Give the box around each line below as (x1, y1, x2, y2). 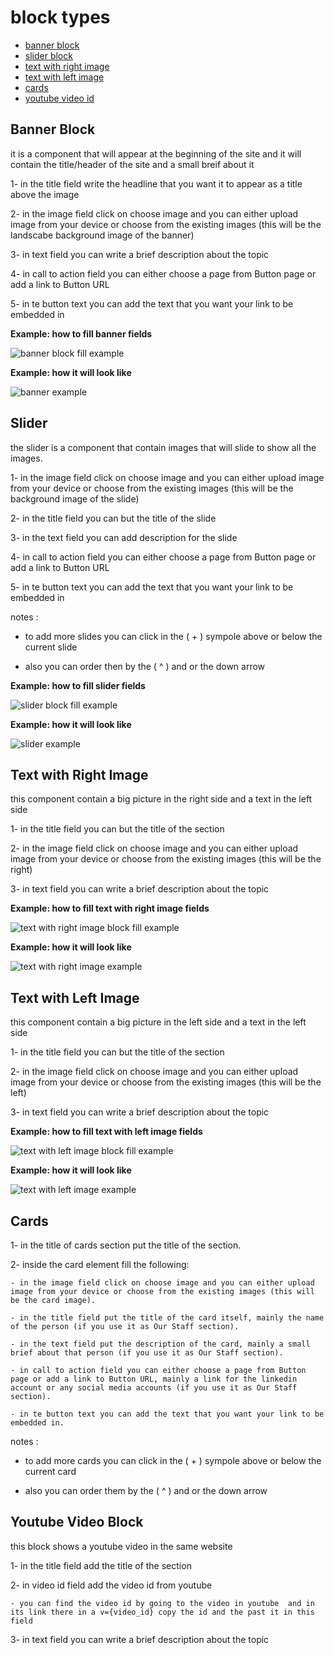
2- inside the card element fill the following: (10, 1259, 190, 1270)
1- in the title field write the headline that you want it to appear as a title (10, 177, 303, 190)
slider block (24, 49, 73, 61)
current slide (24, 641, 78, 653)
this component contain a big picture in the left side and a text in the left (10, 1016, 307, 1028)
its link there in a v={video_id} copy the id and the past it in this (10, 1607, 315, 1617)
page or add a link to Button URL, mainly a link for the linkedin (10, 1374, 298, 1384)
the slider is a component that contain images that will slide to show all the (10, 441, 317, 453)
